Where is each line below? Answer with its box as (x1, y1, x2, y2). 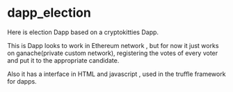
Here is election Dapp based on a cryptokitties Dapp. (7, 28, 159, 36)
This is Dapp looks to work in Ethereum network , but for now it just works (7, 41, 219, 49)
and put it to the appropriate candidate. (7, 56, 120, 64)
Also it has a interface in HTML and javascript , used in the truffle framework (7, 70, 226, 78)
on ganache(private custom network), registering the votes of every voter (7, 49, 218, 57)
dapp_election (7, 5, 92, 21)
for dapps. (7, 77, 37, 85)
